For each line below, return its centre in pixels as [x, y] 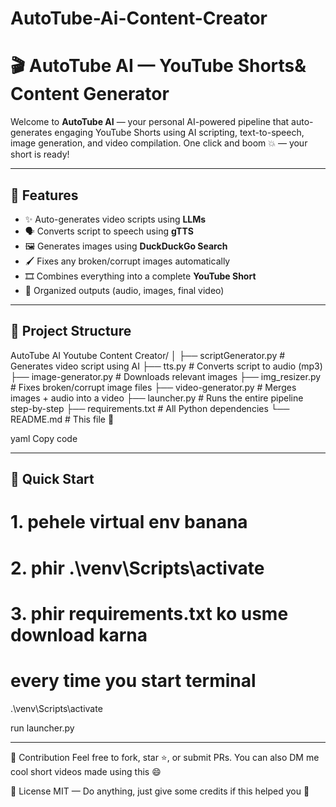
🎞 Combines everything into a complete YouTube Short [140, 276]
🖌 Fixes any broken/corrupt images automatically [127, 261]
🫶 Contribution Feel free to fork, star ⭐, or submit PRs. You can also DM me [165, 757]
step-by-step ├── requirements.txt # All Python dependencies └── [150, 408]
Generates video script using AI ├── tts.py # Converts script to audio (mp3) [166, 366]
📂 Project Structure [71, 331]
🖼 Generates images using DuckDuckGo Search [126, 246]
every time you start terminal [133, 680]
